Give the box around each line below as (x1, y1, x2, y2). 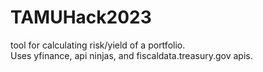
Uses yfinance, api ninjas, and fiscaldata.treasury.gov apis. (10, 49, 253, 61)
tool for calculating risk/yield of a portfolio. (10, 39, 186, 51)
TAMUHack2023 (10, 6, 152, 29)
